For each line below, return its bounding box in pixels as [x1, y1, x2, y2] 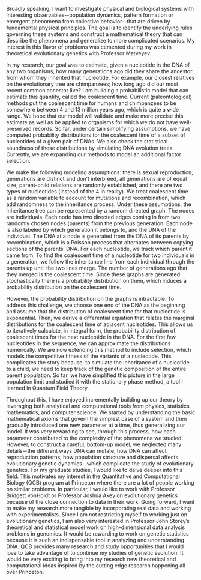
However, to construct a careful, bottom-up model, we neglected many [6, 441, 182, 448]
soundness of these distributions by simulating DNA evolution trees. [6, 144, 174, 151]
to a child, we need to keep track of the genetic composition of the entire [6, 366, 187, 372]
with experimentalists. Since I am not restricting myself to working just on [6, 511, 188, 518]
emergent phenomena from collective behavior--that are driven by [6, 18, 170, 25]
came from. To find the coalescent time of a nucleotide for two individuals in [6, 252, 195, 259]
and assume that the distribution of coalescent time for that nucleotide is [6, 308, 186, 315]
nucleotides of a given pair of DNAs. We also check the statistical [6, 138, 168, 145]
